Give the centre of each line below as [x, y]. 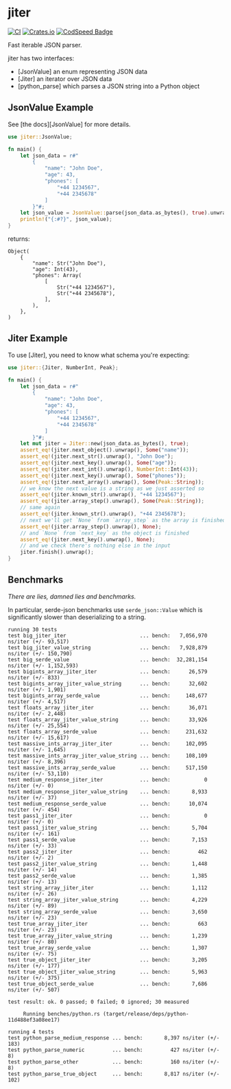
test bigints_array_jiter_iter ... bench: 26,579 [108, 671]
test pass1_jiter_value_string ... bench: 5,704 [108, 828]
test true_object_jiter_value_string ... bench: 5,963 [108, 972]
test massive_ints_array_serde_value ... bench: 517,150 [108, 768]
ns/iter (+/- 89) [33, 906]
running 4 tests [31, 1032]
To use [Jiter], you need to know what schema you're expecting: [99, 355]
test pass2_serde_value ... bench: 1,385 [108, 876]
